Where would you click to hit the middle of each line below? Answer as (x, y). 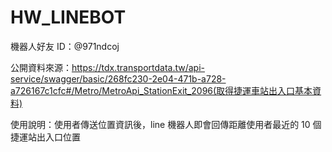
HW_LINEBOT (68, 17)
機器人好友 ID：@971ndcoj (65, 46)
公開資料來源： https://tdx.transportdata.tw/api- (108, 67)
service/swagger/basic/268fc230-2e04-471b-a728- (118, 78)
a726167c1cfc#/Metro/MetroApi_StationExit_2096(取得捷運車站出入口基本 (161, 90)
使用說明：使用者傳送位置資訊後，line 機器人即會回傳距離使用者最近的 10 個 (166, 124)
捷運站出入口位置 (45, 137)
